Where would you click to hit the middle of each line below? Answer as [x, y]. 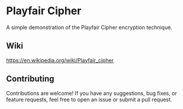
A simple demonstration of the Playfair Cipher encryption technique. [89, 27]
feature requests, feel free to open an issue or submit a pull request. [89, 100]
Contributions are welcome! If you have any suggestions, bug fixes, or [91, 93]
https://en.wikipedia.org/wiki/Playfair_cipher [60, 60]
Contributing [30, 79]
